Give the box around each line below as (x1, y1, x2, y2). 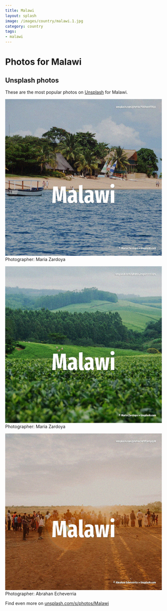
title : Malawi (5, 8, 35, 13)
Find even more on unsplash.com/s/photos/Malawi (5, 601, 109, 606)
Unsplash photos (5, 76, 59, 85)
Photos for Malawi (5, 56, 82, 68)
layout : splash (5, 13, 37, 18)
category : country (5, 24, 43, 29)
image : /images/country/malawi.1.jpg (5, 18, 83, 23)
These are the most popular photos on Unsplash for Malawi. (5, 89, 128, 95)
